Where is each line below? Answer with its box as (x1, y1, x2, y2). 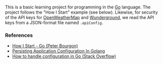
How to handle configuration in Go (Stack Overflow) (12, 53, 116, 59)
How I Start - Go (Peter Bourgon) (12, 43, 78, 49)
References (5, 32, 33, 39)
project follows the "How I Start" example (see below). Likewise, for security (5, 9, 158, 15)
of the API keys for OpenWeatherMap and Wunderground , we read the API (5, 15, 154, 20)
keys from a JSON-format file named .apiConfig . (5, 20, 103, 25)
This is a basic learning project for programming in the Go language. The (5, 4, 151, 10)
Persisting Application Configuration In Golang (12, 48, 106, 54)
